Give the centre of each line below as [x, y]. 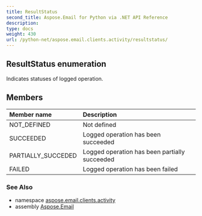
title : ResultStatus [32, 12]
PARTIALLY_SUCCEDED [43, 155]
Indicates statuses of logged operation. [55, 78]
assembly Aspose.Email [44, 206]
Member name [31, 114]
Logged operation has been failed [130, 169]
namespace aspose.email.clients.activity [65, 200]
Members [25, 98]
